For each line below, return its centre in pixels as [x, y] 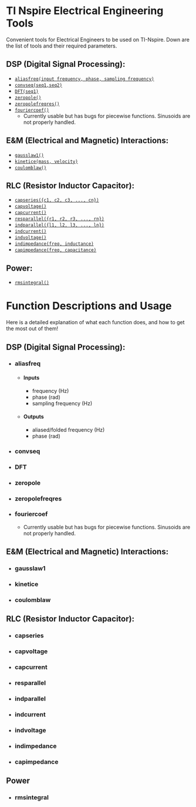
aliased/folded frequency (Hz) [68, 429]
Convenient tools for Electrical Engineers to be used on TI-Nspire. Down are [98, 39]
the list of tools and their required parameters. [62, 46]
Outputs [33, 417]
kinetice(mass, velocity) [46, 162]
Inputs [31, 378]
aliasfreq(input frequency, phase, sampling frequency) [84, 79]
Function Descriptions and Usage [89, 306]
